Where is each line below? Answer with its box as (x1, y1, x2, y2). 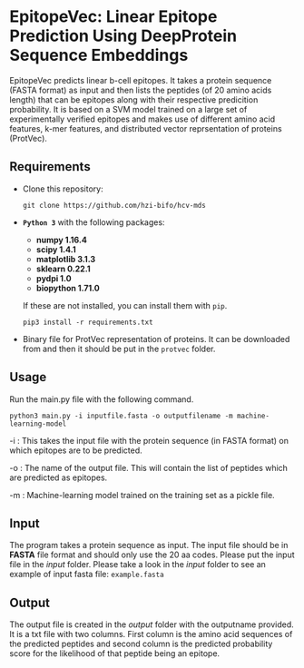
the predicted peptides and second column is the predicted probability (9, 638, 273, 650)
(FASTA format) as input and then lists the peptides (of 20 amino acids (9, 84, 272, 95)
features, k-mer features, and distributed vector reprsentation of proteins (9, 123, 283, 133)
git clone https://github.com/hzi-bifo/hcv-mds (22, 201, 206, 210)
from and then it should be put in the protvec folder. (22, 343, 216, 354)
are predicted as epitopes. (9, 472, 108, 483)
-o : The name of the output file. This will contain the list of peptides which (9, 462, 289, 473)
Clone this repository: (22, 183, 103, 194)
